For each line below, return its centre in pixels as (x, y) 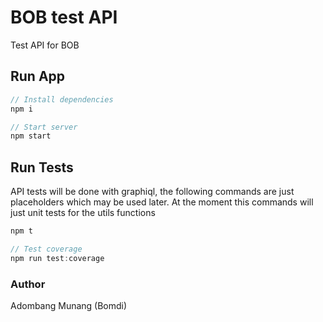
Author (28, 284)
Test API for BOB (45, 45)
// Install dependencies (62, 99)
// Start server (44, 127)
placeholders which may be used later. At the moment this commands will (162, 202)
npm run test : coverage (57, 258)
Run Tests (42, 167)
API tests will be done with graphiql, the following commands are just (152, 192)
